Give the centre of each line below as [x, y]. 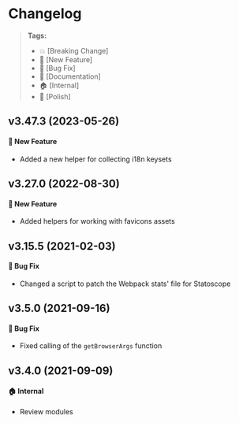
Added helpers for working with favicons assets [97, 221]
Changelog [45, 14]
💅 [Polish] [55, 96]
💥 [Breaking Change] [74, 50]
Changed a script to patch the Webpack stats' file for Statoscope [125, 284]
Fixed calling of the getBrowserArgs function [91, 346]
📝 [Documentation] [70, 76]
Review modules [46, 411]
